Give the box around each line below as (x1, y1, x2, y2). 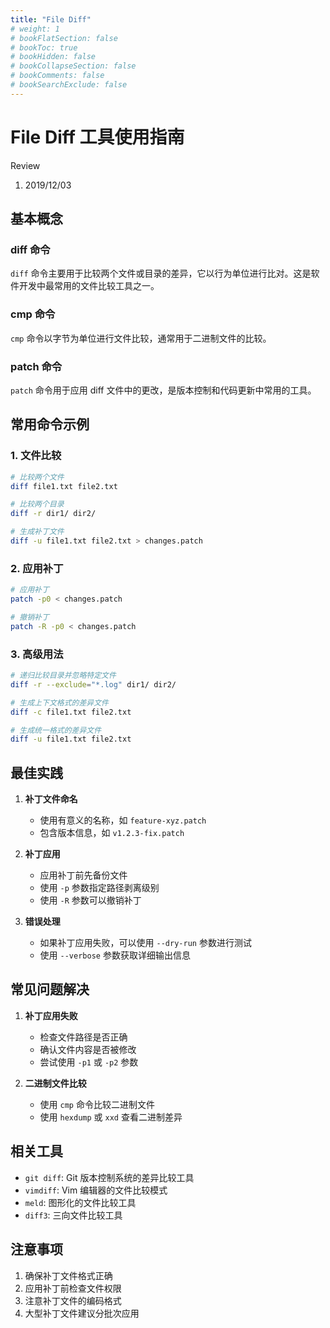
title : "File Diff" (10, 14, 92, 25)
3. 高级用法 (10, 647, 64, 661)
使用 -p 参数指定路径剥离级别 (39, 882, 160, 894)
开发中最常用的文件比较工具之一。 (18, 280, 160, 292)
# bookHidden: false (10, 52, 97, 62)
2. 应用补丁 (10, 561, 64, 575)
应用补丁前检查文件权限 (24, 1282, 122, 1294)
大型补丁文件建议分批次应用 (24, 1307, 140, 1319)
